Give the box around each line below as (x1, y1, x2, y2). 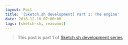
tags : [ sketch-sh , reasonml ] (5, 21, 66, 26)
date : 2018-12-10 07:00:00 (5, 16, 61, 21)
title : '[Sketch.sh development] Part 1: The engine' (5, 12, 120, 17)
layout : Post (5, 7, 32, 12)
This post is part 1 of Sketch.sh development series (17, 35, 123, 41)
